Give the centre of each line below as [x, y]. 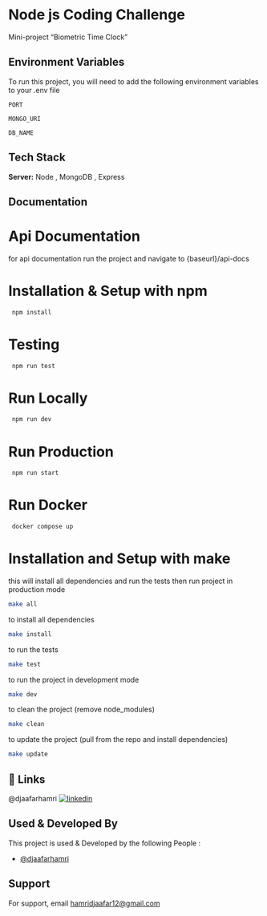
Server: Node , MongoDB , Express [67, 176]
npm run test [34, 366]
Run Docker [48, 505]
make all [23, 604]
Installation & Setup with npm [108, 291]
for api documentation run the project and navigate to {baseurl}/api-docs [129, 258]
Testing [34, 345]
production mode [37, 589]
